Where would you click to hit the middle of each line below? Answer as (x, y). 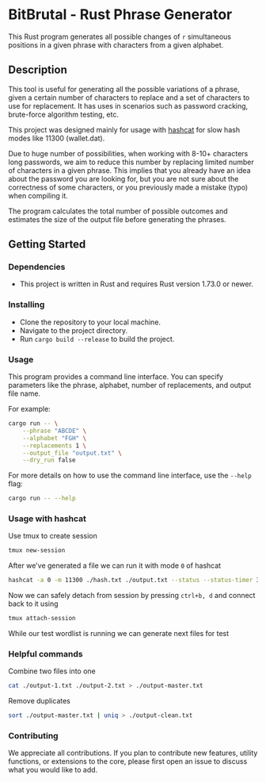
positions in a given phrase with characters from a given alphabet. (116, 44)
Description (38, 70)
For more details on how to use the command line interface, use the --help (130, 475)
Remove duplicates (40, 701)
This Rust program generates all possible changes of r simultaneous (120, 36)
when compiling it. (38, 195)
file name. (25, 393)
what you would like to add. (53, 770)
